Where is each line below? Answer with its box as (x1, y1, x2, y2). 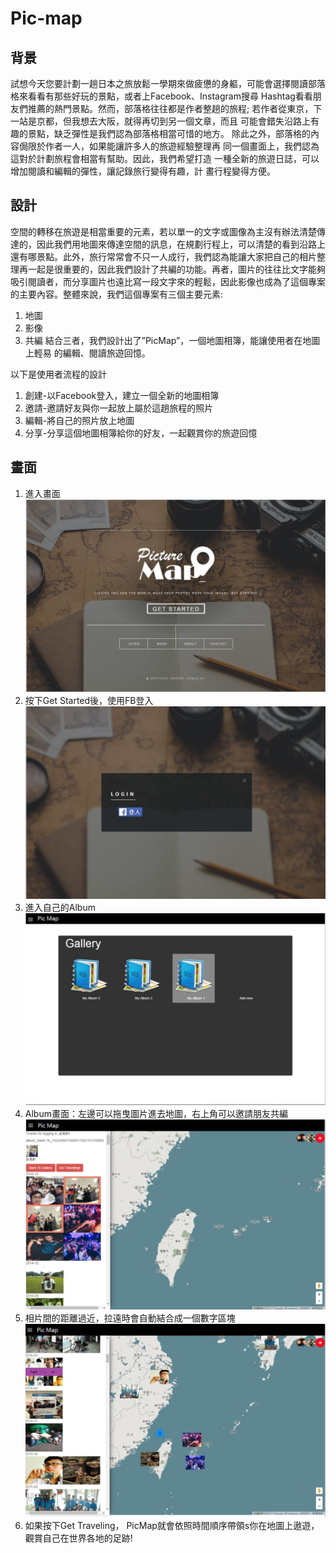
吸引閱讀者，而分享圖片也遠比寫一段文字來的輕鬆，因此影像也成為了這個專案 (10, 275, 326, 287)
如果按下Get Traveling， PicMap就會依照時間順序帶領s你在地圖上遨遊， (24, 1519, 320, 1531)
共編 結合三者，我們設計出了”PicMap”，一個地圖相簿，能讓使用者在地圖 (24, 334, 321, 346)
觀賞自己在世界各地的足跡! (24, 1532, 133, 1544)
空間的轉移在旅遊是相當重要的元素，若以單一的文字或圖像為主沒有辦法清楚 (10, 225, 317, 237)
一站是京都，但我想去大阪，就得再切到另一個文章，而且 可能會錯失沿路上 (10, 115, 311, 127)
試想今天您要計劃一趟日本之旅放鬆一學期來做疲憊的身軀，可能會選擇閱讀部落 (10, 78, 326, 89)
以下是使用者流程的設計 (10, 368, 107, 380)
